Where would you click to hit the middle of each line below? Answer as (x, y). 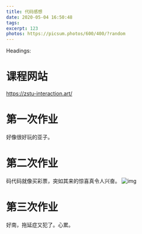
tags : (13, 23)
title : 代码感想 (24, 12)
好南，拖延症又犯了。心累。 (40, 224)
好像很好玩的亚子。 (30, 137)
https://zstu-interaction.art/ (39, 93)
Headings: (19, 51)
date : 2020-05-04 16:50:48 (39, 17)
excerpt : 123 (22, 28)
